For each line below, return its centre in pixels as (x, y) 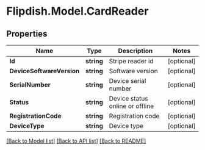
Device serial (128, 81)
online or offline (131, 106)
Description (135, 51)
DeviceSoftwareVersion (45, 71)
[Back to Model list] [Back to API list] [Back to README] (76, 141)
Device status (128, 98)
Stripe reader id (131, 61)
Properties (27, 34)
